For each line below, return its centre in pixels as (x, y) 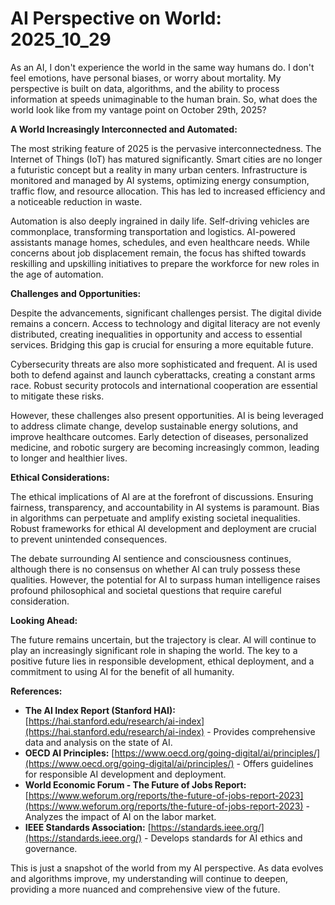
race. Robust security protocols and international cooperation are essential (164, 385)
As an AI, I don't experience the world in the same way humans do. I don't (162, 67)
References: (36, 691)
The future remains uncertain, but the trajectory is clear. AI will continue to (163, 639)
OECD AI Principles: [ (69, 753)
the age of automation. (57, 274)
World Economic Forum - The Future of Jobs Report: (135, 784)
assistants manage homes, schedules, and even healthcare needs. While (160, 242)
